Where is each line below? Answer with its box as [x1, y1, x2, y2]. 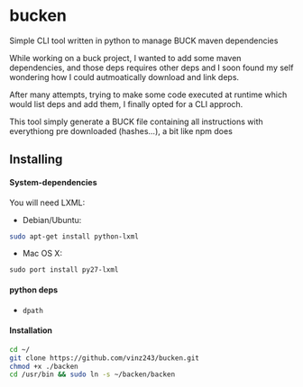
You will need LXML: [9, 197, 86, 208]
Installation [9, 325, 52, 336]
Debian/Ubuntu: [22, 214, 82, 225]
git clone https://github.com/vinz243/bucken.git [9, 353, 200, 363]
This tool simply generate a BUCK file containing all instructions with [9, 116, 263, 127]
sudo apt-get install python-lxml [9, 231, 140, 241]
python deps [9, 284, 59, 295]
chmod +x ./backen [9, 362, 78, 371]
